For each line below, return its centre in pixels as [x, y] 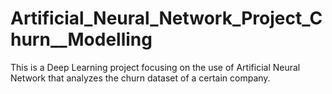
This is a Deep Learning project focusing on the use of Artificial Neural [155, 67]
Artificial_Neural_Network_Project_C [166, 18]
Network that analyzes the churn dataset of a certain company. [140, 78]
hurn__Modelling [81, 39]
